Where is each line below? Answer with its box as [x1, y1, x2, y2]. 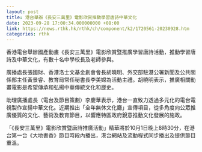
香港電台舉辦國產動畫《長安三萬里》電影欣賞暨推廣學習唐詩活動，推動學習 [6, 49, 191, 56]
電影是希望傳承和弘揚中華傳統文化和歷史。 [11, 84, 117, 91]
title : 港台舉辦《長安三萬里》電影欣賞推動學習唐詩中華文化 [6, 14, 137, 20]
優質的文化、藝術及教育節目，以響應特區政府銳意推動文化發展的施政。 [11, 112, 185, 119]
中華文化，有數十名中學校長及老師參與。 [16, 56, 117, 63]
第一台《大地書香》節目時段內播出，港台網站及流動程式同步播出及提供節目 [11, 132, 196, 139]
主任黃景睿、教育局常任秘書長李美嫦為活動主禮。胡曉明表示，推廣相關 [16, 76, 191, 84]
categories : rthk [6, 31, 50, 37]
